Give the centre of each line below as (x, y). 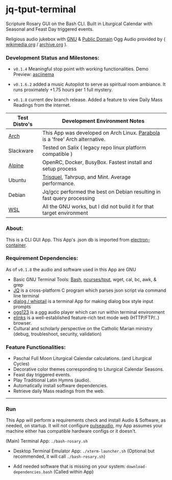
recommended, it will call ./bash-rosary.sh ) (59, 456)
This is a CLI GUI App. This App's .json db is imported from (68, 239)
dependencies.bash (33, 472)
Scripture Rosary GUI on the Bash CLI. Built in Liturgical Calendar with (79, 24)
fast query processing (68, 198)
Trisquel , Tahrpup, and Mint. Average (87, 177)
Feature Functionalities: (36, 347)
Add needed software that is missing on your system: (69, 466)
